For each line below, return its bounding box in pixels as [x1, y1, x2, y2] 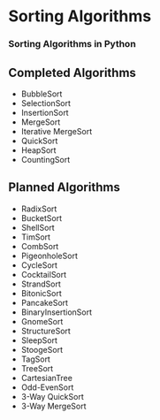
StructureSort [20, 325, 72, 336]
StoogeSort [20, 344, 64, 355]
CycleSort [20, 259, 58, 271]
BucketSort [20, 212, 63, 223]
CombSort [20, 241, 59, 251]
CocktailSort [20, 269, 67, 279]
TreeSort [20, 363, 54, 373]
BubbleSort [20, 88, 63, 99]
